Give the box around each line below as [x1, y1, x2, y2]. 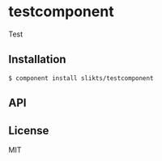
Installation [8, 53, 66, 66]
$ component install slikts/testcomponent [8, 74, 154, 83]
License [8, 124, 49, 138]
